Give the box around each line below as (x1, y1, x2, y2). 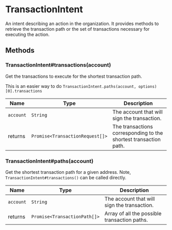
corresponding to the (112, 129, 163, 136)
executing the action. (5, 31, 50, 37)
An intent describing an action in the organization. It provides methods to (5, 20, 159, 27)
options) (138, 84, 157, 89)
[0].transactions (5, 88, 42, 94)
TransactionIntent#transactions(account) (5, 61, 111, 68)
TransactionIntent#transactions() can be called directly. (5, 174, 126, 180)
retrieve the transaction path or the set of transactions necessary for (5, 26, 150, 32)
